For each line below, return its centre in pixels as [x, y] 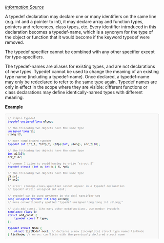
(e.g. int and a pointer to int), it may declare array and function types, [74, 22]
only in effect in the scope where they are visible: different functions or [76, 87]
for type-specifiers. [25, 57]
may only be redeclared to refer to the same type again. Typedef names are [81, 82]
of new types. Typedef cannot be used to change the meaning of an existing [82, 72]
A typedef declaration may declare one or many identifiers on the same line [81, 16]
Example [14, 107]
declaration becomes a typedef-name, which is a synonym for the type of [79, 32]
